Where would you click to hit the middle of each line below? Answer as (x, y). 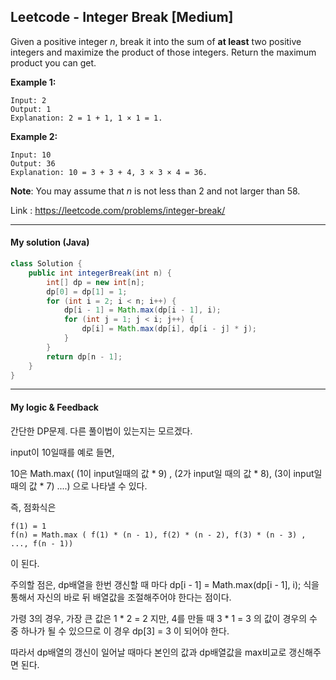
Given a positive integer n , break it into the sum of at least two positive (156, 41)
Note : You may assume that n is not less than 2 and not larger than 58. (155, 191)
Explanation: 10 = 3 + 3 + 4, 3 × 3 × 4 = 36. (109, 172)
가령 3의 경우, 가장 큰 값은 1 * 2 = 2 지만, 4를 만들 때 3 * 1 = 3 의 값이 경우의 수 (164, 618)
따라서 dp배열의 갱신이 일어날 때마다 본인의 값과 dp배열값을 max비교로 (148, 652)
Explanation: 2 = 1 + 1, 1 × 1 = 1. (86, 118)
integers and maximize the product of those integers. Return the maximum (163, 52)
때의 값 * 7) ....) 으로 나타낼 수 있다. (79, 486)
